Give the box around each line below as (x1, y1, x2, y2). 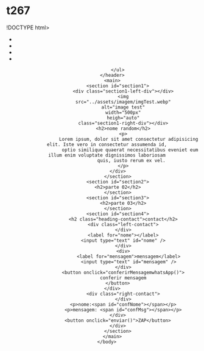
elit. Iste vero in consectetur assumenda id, (46, 141, 167, 147)
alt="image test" (101, 104, 146, 110)
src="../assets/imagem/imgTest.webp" (75, 99, 172, 105)
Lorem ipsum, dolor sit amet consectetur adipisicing (58, 136, 199, 142)
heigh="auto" (106, 115, 140, 121)
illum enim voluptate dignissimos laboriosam (47, 152, 166, 158)
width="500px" (105, 109, 141, 116)
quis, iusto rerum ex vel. (97, 157, 166, 163)
